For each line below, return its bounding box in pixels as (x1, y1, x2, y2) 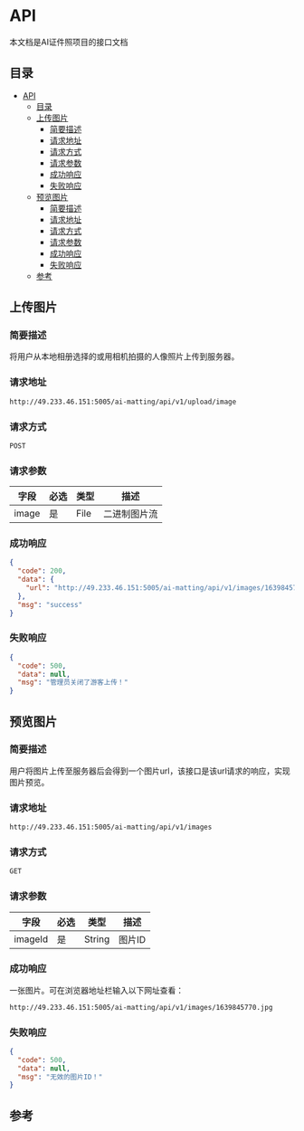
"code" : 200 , (17, 566, 67, 575)
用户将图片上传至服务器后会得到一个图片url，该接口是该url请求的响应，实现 (9, 765, 291, 776)
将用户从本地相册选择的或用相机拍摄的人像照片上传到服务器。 (9, 351, 240, 362)
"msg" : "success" (17, 600, 83, 609)
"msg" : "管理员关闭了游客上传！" (17, 678, 128, 688)
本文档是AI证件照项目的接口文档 (9, 36, 128, 47)
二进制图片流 (103, 508, 158, 520)
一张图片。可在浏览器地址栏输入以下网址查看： (9, 984, 184, 995)
